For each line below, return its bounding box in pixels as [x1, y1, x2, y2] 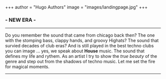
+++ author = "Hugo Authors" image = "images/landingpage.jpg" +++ [5, 4, 148, 10]
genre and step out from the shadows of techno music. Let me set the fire [5, 59, 156, 65]
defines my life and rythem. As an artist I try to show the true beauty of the [5, 53, 157, 59]
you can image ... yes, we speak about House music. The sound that [5, 48, 145, 54]
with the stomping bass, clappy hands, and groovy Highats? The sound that [5, 38, 159, 43]
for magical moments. [5, 64, 50, 70]
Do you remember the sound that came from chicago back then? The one [5, 32, 155, 39]
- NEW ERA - [5, 16, 36, 23]
